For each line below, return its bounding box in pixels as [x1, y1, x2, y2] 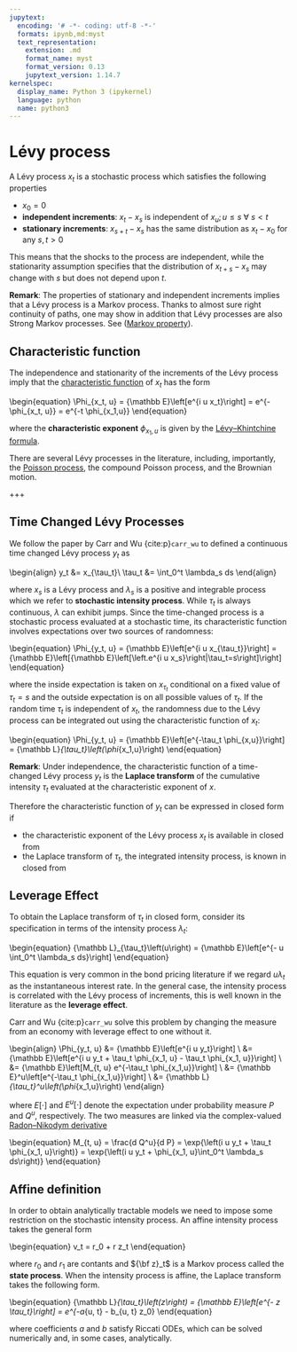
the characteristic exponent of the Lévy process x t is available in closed [21, 830, 284, 843]
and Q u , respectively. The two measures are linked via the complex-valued [9, 1109, 282, 1121]
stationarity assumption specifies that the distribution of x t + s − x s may [9, 261, 268, 274]
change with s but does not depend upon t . [9, 272, 167, 284]
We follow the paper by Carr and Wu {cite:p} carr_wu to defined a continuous [9, 538, 288, 548]
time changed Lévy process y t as [9, 547, 130, 560]
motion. [9, 471, 37, 482]
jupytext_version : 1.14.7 [25, 71, 121, 80]
